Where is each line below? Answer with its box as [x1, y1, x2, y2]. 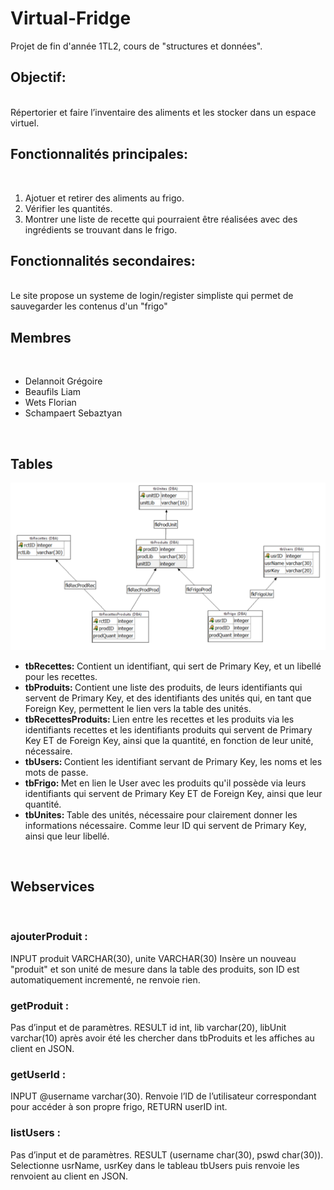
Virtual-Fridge [10, 7, 132, 30]
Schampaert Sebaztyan [24, 407, 123, 419]
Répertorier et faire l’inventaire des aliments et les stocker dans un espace [10, 106, 317, 118]
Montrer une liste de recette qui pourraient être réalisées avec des [24, 213, 298, 225]
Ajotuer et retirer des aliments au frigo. [24, 192, 185, 204]
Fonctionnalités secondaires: [10, 252, 196, 269]
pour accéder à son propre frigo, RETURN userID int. [10, 1101, 228, 1113]
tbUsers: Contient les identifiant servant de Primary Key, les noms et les [24, 755, 323, 767]
